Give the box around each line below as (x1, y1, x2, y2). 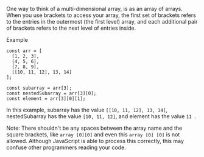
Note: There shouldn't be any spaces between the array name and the (6, 124, 183, 132)
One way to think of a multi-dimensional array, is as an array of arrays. (6, 5, 183, 12)
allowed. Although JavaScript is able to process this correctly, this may (6, 138, 185, 144)
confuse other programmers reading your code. (6, 144, 126, 151)
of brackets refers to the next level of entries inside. (6, 24, 136, 32)
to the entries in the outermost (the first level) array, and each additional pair (6, 18, 198, 25)
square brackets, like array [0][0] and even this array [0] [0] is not (6, 131, 180, 138)
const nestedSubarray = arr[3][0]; (6, 90, 97, 96)
